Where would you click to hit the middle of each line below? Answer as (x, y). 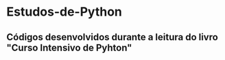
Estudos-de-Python (64, 12)
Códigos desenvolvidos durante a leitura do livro (113, 37)
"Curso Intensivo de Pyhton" (69, 47)
